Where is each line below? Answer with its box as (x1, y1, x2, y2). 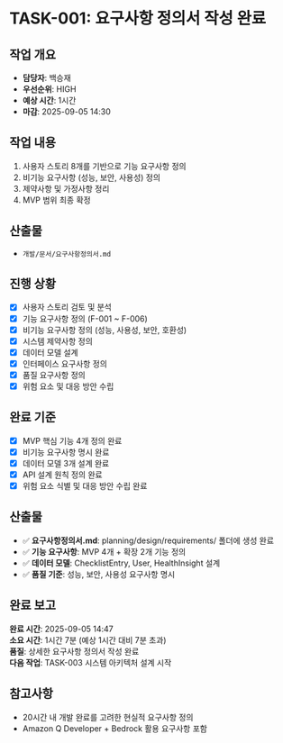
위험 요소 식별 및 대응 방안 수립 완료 (22, 481, 148, 491)
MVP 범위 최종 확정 (22, 195, 92, 205)
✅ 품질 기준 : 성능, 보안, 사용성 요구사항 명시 (22, 568, 176, 579)
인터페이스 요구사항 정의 (22, 358, 108, 369)
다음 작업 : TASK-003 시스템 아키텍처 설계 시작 (9, 657, 172, 667)
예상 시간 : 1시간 (22, 95, 77, 105)
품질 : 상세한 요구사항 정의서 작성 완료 (9, 646, 140, 657)
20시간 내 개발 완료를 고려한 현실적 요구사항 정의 (22, 711, 194, 722)
